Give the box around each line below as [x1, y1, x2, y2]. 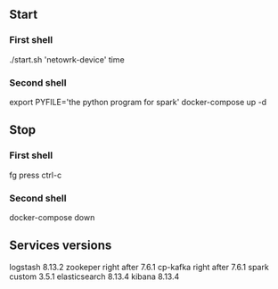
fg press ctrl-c [9, 169, 62, 180]
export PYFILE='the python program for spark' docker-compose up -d [9, 96, 267, 107]
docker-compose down [9, 211, 95, 222]
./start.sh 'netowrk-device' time [9, 54, 125, 65]
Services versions [9, 238, 112, 253]
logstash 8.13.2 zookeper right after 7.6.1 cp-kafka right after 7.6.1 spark [9, 261, 269, 272]
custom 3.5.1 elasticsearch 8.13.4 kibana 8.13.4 [9, 271, 180, 282]
